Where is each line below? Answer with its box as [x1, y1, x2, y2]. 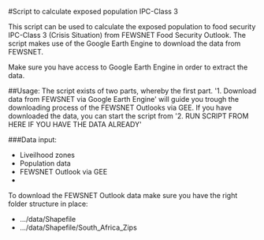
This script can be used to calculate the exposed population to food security [8, 22, 256, 31]
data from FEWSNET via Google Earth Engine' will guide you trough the [8, 95, 239, 103]
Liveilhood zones [19, 150, 75, 159]
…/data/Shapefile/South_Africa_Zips [19, 223, 138, 232]
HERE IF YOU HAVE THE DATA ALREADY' [8, 120, 142, 129]
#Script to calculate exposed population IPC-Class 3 [8, 7, 179, 16]
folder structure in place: [8, 199, 88, 208]
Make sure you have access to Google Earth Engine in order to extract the [8, 62, 248, 72]
